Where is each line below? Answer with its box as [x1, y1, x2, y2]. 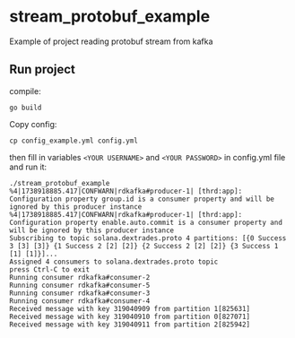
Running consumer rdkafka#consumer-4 [9, 296, 151, 306]
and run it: [9, 161, 48, 172]
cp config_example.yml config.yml [9, 136, 139, 145]
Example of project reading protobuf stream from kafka [9, 36, 213, 47]
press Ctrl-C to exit [9, 264, 91, 274]
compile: [9, 85, 42, 96]
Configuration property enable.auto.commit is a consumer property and [9, 218, 282, 227]
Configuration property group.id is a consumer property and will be [9, 195, 275, 204]
